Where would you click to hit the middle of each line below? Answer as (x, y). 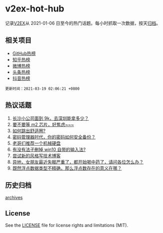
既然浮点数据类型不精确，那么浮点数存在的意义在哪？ (67, 168)
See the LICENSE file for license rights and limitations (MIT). (67, 226)
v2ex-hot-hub (35, 9)
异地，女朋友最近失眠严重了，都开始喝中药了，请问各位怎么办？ (78, 162)
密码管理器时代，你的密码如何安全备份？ (54, 137)
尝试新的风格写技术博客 (36, 156)
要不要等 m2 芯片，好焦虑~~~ (43, 124)
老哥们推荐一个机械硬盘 (36, 143)
